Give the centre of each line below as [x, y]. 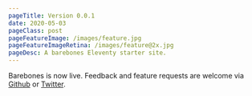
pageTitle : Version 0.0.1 [51, 16]
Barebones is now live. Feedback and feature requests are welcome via [126, 76]
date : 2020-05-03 [37, 23]
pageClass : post [35, 30]
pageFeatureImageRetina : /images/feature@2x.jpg [91, 46]
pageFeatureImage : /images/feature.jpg [75, 38]
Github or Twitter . [37, 84]
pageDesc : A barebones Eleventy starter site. [87, 53]
